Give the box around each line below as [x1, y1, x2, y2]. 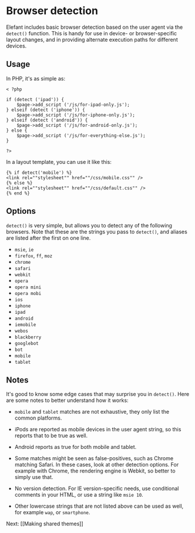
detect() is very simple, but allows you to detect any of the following [6, 222, 172, 229]
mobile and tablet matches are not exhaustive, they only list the [14, 408, 169, 415]
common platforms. [14, 414, 62, 421]
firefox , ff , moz [14, 252, 53, 259]
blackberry [14, 334, 42, 340]
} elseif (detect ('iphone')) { [6, 107, 85, 113]
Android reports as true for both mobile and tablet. [14, 444, 137, 451]
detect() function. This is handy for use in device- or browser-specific [6, 29, 177, 36]
